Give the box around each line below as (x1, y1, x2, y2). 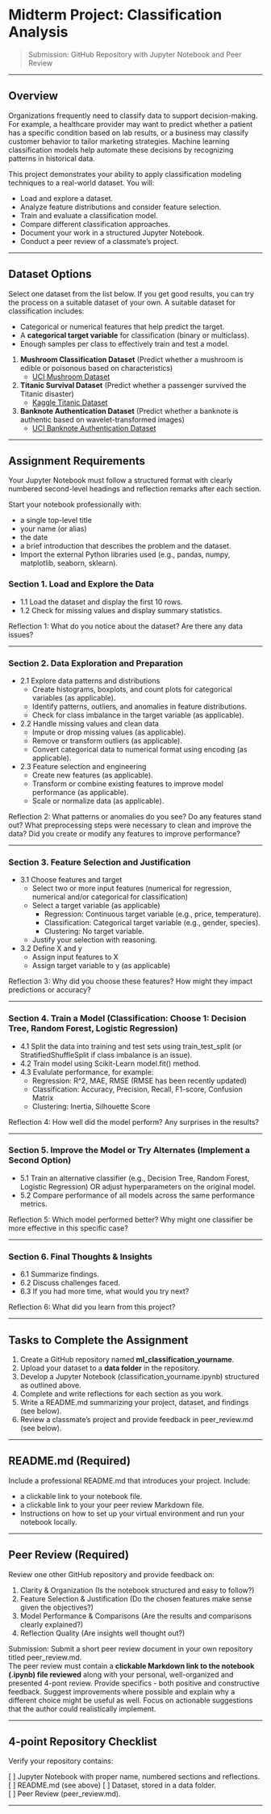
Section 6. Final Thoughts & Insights (8, 1251, 153, 1262)
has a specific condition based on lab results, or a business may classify (8, 128, 249, 137)
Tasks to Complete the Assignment (8, 1333, 189, 1347)
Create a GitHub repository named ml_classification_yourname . (19, 1354, 235, 1364)
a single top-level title (19, 516, 93, 525)
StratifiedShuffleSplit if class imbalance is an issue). (19, 1050, 193, 1059)
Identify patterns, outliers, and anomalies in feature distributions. (31, 701, 248, 711)
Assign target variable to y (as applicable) (31, 961, 171, 970)
